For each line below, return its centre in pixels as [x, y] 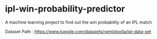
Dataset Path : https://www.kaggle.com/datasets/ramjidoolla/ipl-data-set [78, 31]
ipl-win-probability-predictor [65, 9]
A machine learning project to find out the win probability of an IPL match [78, 22]
